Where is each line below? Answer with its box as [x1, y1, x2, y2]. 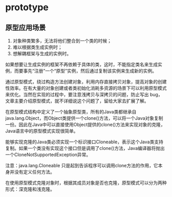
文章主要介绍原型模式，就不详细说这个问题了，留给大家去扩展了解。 [5, 98, 149, 104]
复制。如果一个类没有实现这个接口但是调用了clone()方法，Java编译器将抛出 [5, 145, 165, 151]
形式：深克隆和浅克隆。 [5, 186, 55, 192]
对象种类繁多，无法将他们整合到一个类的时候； [12, 38, 112, 43]
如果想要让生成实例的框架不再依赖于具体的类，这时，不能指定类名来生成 [5, 61, 158, 68]
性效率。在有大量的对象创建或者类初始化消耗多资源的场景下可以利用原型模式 [5, 85, 167, 91]
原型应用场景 [5, 23, 46, 32]
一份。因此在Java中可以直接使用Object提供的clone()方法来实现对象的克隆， [5, 122, 165, 127]
